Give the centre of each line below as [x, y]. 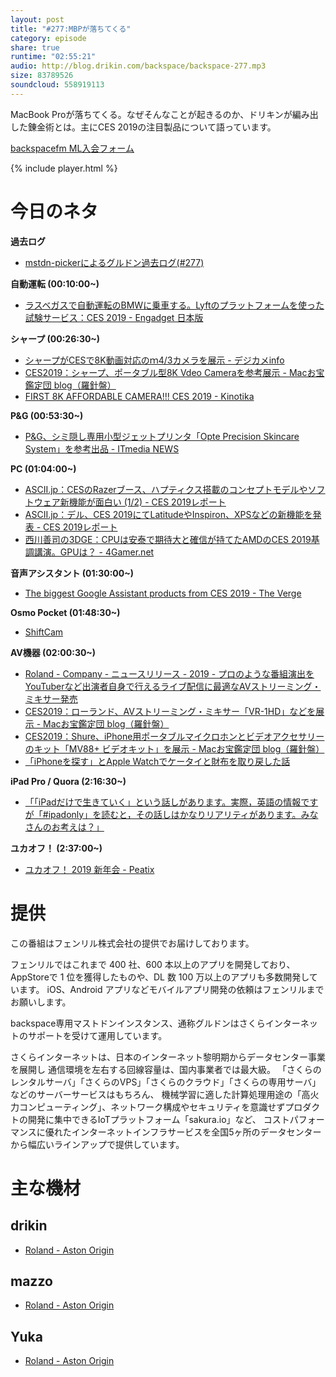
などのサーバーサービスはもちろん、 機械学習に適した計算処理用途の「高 [160, 1094]
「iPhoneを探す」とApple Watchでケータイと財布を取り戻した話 [157, 761]
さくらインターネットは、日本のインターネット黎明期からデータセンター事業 [168, 1057]
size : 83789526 [42, 76]
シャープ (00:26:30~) [55, 338]
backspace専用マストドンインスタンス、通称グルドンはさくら [138, 1023]
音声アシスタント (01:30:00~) [72, 573]
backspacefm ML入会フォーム [72, 148]
